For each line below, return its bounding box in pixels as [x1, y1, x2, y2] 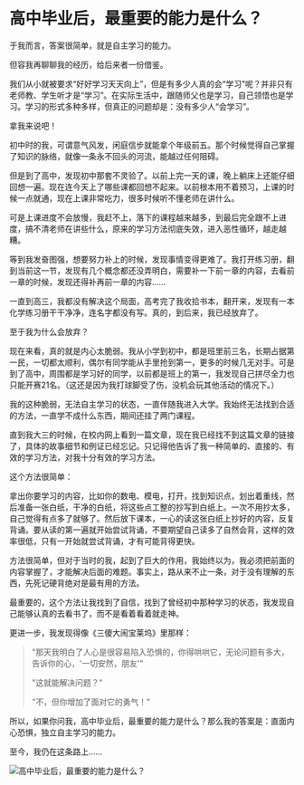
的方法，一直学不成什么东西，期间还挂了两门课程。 [9, 409, 200, 421]
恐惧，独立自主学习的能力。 [16, 726, 120, 738]
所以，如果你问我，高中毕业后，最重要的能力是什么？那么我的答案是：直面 [9, 715, 287, 726]
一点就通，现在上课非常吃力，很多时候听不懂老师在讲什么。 [16, 192, 240, 204]
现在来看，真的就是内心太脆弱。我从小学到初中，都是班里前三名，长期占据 [9, 345, 287, 356]
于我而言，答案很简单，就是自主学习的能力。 [9, 40, 176, 51]
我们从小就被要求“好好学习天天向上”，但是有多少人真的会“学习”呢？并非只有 [9, 78, 293, 89]
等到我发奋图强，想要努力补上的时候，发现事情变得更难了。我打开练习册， [9, 254, 287, 264]
